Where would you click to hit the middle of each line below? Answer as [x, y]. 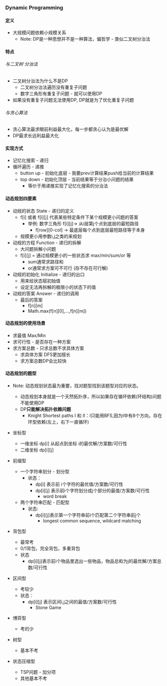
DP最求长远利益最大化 [36, 136]
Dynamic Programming [34, 8]
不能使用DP [32, 403]
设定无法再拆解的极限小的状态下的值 [58, 287]
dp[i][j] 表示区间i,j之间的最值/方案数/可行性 [72, 602]
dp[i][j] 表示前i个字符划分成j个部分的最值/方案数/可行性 [92, 490]
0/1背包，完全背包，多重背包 [50, 548]
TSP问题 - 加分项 [38, 672]
